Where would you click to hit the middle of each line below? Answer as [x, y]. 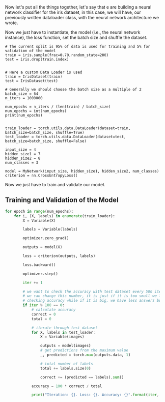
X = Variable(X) [39, 221]
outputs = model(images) [66, 346]
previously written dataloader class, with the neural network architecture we [82, 17]
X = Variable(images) [62, 337]
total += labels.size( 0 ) [66, 368]
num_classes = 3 [22, 163]
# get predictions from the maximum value [84, 350]
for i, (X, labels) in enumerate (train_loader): [65, 216]
